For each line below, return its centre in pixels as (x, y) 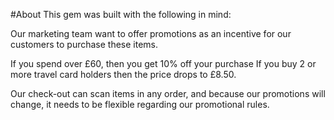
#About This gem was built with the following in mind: (121, 14)
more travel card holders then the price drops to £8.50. (123, 74)
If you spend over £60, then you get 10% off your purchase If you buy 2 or (163, 63)
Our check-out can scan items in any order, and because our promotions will (168, 93)
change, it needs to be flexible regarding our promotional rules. (140, 104)
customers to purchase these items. (84, 44)
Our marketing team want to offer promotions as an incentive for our (151, 33)
